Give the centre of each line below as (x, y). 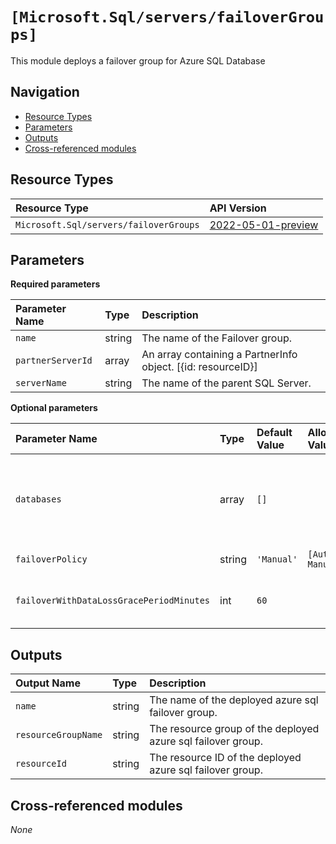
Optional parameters (54, 408)
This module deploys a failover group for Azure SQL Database (138, 60)
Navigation (45, 92)
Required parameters (55, 284)
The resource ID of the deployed (225, 758)
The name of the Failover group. (216, 338)
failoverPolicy (51, 559)
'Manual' (277, 559)
